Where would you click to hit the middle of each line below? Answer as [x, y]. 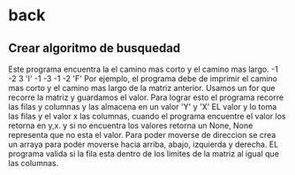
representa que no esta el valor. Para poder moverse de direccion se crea [142, 135]
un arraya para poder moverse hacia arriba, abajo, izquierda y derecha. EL [144, 144]
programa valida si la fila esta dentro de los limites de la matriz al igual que [144, 154]
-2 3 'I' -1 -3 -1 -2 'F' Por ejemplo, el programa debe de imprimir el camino [143, 79]
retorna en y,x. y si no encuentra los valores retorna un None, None [131, 126]
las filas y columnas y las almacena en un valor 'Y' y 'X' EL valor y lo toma [143, 107]
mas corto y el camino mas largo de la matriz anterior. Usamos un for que [142, 88]
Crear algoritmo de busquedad [95, 48]
